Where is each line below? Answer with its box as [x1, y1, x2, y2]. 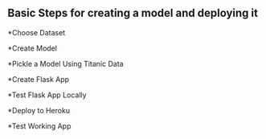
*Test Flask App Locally [7, 90, 87, 100]
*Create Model [7, 43, 58, 53]
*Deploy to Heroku [7, 105, 70, 115]
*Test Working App [7, 121, 72, 131]
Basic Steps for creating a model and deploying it [7, 6, 259, 20]
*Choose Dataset [7, 27, 66, 37]
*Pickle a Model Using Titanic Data [7, 59, 124, 68]
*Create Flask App [7, 74, 70, 84]
